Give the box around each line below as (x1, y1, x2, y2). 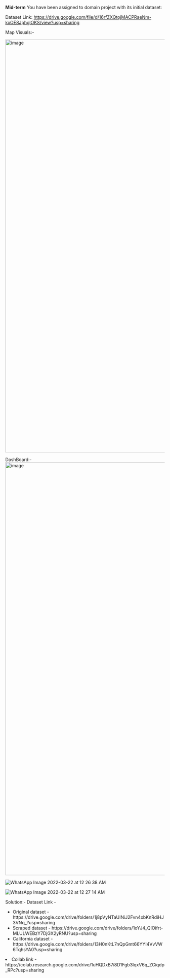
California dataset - (12, 936, 53, 942)
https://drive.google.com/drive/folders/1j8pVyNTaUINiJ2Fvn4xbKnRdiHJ (12, 914, 164, 920)
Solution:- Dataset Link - (5, 899, 57, 905)
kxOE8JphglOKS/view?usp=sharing (5, 20, 80, 25)
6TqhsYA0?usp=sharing (12, 947, 63, 952)
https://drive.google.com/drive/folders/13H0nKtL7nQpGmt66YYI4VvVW (12, 941, 163, 947)
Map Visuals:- (5, 29, 34, 35)
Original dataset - (12, 909, 50, 915)
